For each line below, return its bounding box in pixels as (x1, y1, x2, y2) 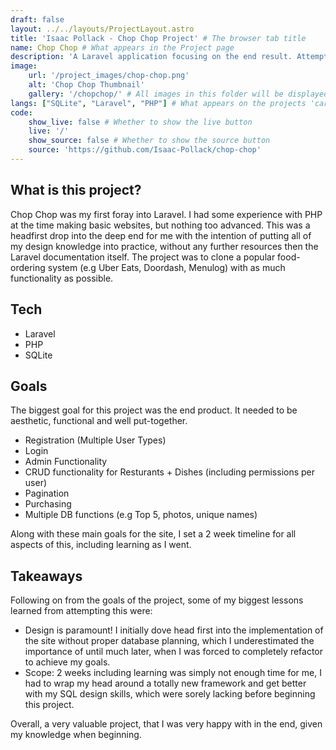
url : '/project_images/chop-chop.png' (28, 71, 190, 81)
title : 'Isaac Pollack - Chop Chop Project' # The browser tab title (10, 33, 307, 43)
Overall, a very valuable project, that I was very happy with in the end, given (10, 718, 323, 730)
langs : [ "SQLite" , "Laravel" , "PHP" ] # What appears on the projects (10, 98, 307, 108)
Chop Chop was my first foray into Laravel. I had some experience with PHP (10, 208, 323, 220)
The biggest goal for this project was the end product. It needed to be (10, 404, 298, 416)
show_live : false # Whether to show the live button (28, 117, 253, 127)
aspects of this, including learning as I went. (10, 539, 192, 551)
